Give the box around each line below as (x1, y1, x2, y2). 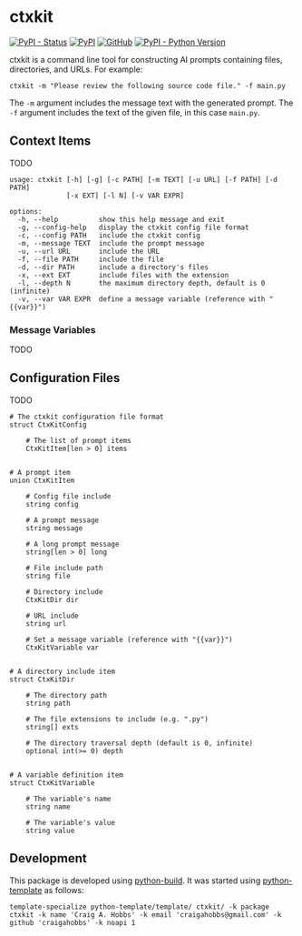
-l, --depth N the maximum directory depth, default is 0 (17, 278, 266, 287)
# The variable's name (25, 794, 112, 803)
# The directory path (25, 690, 107, 699)
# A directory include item (9, 667, 116, 676)
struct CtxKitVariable (9, 778, 95, 788)
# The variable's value (25, 818, 116, 827)
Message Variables (9, 323, 96, 336)
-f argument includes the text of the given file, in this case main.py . (9, 106, 260, 117)
